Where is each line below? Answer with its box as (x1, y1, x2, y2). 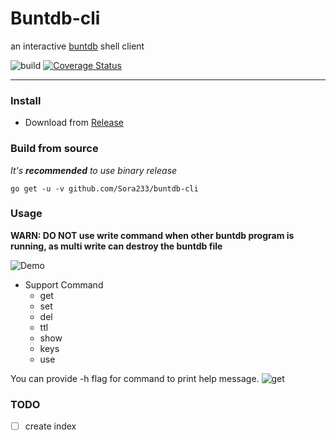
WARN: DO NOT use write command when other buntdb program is (10, 229, 295, 241)
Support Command (24, 278, 104, 291)
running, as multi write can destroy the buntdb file (10, 240, 223, 252)
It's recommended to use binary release (10, 164, 178, 176)
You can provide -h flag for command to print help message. (10, 372, 260, 384)
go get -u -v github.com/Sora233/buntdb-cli (10, 183, 199, 194)
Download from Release (24, 117, 124, 129)
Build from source (10, 142, 99, 156)
